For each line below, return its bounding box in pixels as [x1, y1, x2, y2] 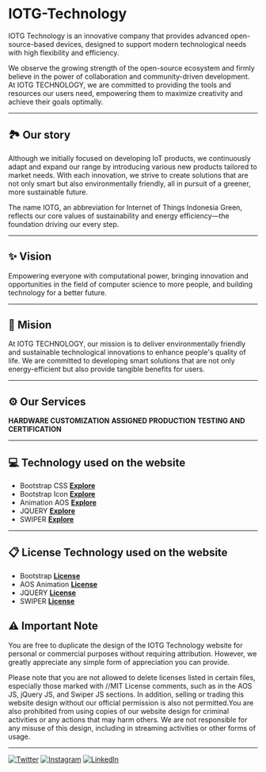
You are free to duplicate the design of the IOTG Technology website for [8, 640, 243, 650]
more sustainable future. [8, 187, 89, 197]
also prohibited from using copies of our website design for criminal [8, 706, 230, 716]
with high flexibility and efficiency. [8, 48, 120, 57]
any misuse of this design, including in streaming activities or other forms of [8, 723, 256, 732]
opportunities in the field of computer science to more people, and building [8, 279, 253, 289]
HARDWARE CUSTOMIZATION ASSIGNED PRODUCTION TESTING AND [8, 416, 245, 425]
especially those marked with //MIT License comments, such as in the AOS [8, 681, 253, 690]
